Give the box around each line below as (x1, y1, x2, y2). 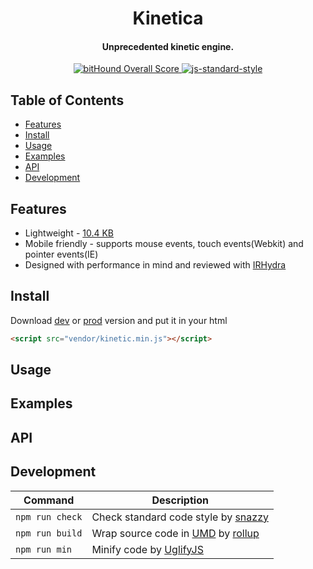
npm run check (15, 511, 83, 522)
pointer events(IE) (24, 248, 99, 261)
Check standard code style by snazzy (91, 510, 269, 524)
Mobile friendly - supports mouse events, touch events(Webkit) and (24, 238, 304, 250)
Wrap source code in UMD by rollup (91, 526, 260, 540)
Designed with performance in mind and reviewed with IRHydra (24, 259, 287, 271)
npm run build (15, 527, 83, 539)
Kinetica (132, 7, 204, 30)
